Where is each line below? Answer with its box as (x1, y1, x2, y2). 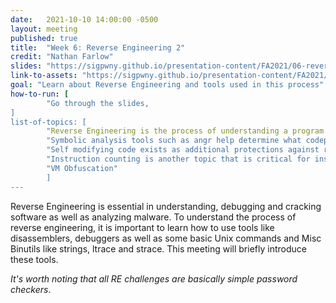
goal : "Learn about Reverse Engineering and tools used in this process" (10, 80, 325, 90)
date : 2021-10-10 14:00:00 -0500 (10, 14, 159, 25)
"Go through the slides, (46, 98, 150, 108)
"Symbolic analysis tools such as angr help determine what (46, 136, 302, 146)
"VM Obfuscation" (46, 163, 118, 173)
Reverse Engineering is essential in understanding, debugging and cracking (10, 200, 322, 212)
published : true (10, 33, 78, 43)
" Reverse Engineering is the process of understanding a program (46, 126, 325, 136)
